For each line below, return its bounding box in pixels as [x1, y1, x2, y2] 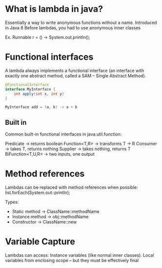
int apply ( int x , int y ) [14, 91, 64, 96]
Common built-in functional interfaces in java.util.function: [5, 131, 122, 137]
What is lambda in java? [5, 3, 103, 15]
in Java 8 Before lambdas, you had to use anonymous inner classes [5, 24, 141, 30]
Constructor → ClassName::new [12, 219, 77, 224]
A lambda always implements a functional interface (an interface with [5, 67, 144, 73]
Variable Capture [5, 236, 76, 247]
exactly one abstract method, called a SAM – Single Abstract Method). [5, 72, 146, 79]
